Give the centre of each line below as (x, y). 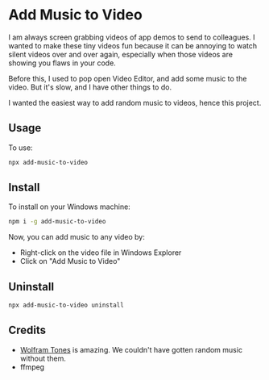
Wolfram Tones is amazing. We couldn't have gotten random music (131, 349)
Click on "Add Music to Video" (70, 261)
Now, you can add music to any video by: (77, 237)
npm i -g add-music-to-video (57, 222)
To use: (21, 148)
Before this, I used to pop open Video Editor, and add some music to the (128, 78)
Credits (27, 330)
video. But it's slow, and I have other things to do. (90, 87)
